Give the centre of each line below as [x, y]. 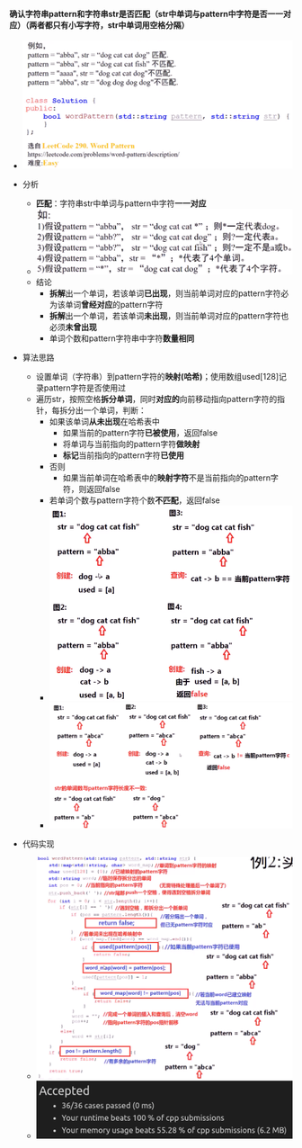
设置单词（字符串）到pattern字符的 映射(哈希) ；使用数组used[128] [157, 377]
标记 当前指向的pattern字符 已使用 [123, 455]
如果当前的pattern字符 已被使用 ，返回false [140, 433]
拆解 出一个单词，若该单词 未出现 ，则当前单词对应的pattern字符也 [169, 316]
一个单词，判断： [115, 410]
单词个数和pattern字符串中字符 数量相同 [122, 338]
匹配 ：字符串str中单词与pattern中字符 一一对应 [121, 203]
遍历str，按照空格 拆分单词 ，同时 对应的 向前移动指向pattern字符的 [156, 399]
